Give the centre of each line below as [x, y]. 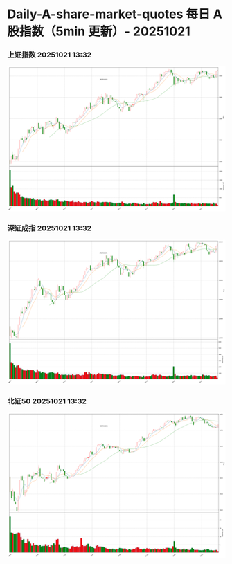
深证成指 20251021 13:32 [50, 228]
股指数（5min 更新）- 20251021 [99, 31]
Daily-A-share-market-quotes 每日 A [115, 14]
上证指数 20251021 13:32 [50, 55]
